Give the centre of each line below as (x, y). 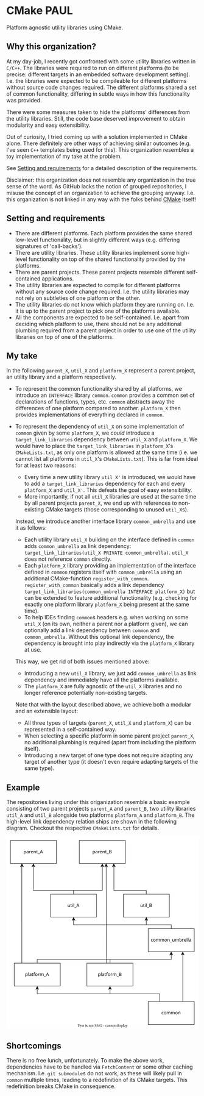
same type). (39, 768)
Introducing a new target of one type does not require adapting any (109, 755)
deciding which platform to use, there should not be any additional (98, 324)
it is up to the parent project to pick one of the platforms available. (98, 311)
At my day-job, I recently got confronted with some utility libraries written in (101, 61)
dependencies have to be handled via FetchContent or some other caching (100, 1067)
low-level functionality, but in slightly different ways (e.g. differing (97, 240)
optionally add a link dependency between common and (92, 630)
